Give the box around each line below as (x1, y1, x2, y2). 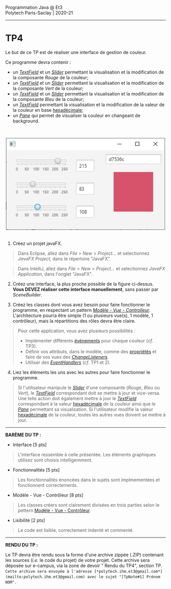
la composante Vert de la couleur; (12, 85, 84, 91)
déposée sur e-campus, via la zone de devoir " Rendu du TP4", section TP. (5, 562, 162, 569)
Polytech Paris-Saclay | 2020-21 (5, 10, 73, 16)
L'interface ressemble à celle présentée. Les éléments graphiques (17, 452, 156, 458)
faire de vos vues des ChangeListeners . (25, 354, 109, 360)
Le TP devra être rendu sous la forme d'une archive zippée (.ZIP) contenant (5, 552, 164, 558)
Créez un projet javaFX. (12, 240, 62, 247)
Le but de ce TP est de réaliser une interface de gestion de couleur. (5, 49, 147, 55)
